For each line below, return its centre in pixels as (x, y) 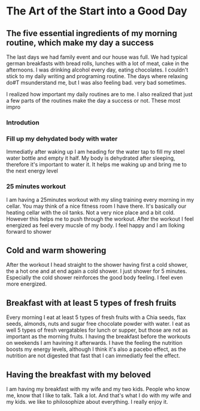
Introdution (23, 123)
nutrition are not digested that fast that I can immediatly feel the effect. (93, 356)
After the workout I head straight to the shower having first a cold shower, (97, 265)
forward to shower (29, 231)
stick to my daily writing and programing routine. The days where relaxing (97, 76)
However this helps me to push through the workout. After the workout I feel (100, 219)
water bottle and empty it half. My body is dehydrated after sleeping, (91, 158)
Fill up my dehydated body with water (62, 138)
